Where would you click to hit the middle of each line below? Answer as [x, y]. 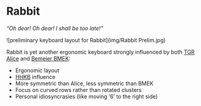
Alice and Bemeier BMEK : [38, 58]
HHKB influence [35, 77]
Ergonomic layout [37, 70]
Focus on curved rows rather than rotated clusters [78, 89]
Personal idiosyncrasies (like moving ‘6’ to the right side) [86, 96]
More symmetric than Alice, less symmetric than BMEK [84, 83]
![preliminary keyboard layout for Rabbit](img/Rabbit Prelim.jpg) [86, 40]
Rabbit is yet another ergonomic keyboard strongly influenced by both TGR [100, 52]
